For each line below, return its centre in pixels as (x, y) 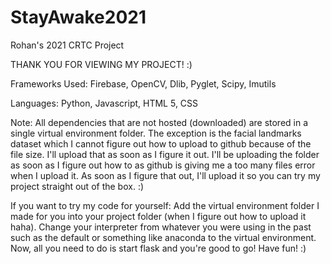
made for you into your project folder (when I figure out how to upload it (158, 216)
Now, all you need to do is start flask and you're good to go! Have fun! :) (158, 248)
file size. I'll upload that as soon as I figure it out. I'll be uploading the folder (165, 154)
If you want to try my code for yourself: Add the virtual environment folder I (165, 205)
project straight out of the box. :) (77, 186)
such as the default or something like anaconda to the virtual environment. (163, 237)
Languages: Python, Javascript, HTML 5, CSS (104, 103)
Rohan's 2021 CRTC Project (67, 45)
